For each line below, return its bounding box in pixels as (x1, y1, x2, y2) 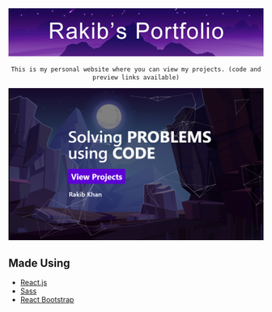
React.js (19, 278, 48, 288)
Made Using (8, 256, 70, 270)
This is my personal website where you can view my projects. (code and (11, 65, 261, 74)
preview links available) (92, 73, 180, 82)
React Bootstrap (19, 295, 74, 305)
